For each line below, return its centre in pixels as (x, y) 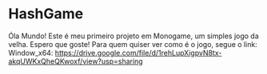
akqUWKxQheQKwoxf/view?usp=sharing (76, 61)
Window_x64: (31, 53)
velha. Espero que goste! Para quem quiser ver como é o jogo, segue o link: (133, 44)
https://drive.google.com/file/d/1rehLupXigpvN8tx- (138, 53)
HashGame (46, 14)
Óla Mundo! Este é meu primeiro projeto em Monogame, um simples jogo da (134, 36)
